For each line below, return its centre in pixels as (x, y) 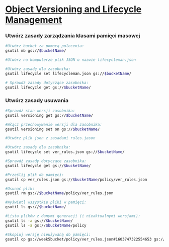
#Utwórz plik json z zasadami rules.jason (50, 138)
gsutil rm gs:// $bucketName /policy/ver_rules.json (59, 193)
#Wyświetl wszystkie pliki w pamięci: (46, 202)
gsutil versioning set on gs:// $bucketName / (53, 129)
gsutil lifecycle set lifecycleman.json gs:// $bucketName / (68, 73)
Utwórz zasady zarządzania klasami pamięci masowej (73, 36)
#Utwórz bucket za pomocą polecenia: (45, 46)
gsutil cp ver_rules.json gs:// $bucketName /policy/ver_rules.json (76, 180)
